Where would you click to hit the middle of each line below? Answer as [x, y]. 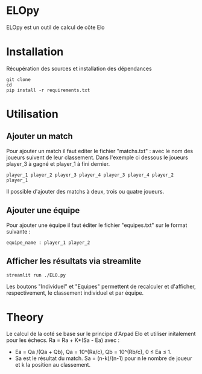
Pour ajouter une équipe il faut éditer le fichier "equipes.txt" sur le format [97, 225]
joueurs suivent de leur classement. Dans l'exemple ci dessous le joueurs [97, 157]
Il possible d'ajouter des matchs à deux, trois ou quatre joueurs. [85, 191]
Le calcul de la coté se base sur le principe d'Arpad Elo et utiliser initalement [101, 334]
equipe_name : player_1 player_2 [48, 243]
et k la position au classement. [53, 365]
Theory [25, 317]
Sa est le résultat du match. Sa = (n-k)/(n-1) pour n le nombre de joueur [103, 358]
